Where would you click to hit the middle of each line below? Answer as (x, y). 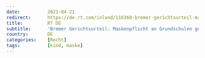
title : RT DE (34, 23)
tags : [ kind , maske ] (45, 46)
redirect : (19, 18)
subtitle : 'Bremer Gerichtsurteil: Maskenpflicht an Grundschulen (99, 29)
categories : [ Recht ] (37, 40)
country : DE (30, 34)
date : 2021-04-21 (41, 12)
